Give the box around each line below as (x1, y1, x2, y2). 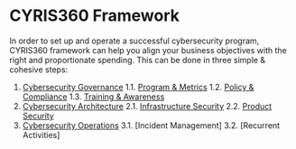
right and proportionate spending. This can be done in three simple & (9, 54, 266, 65)
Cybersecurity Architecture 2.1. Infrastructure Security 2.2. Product (22, 100, 273, 111)
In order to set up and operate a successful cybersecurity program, (9, 35, 260, 46)
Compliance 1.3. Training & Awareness (22, 91, 165, 102)
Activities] (22, 129, 60, 140)
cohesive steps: (9, 64, 69, 75)
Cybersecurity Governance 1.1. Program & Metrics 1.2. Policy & (22, 81, 254, 92)
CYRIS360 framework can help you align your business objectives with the (9, 44, 287, 55)
